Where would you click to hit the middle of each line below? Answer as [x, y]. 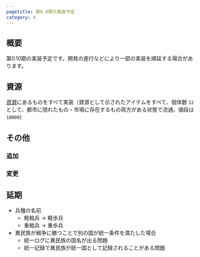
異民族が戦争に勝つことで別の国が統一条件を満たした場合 [85, 233]
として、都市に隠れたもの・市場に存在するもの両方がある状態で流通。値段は [100, 110]
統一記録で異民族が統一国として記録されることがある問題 [94, 248]
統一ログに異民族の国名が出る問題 [66, 240]
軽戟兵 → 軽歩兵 [44, 218]
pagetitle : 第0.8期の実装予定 [41, 12]
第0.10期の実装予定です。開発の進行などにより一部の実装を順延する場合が [97, 59]
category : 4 [21, 17]
